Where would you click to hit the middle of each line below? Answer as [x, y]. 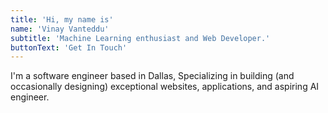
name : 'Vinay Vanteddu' [60, 29]
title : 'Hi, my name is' [62, 19]
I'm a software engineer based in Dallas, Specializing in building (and [152, 76]
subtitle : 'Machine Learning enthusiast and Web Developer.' [140, 38]
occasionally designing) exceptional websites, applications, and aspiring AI [165, 87]
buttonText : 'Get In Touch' [69, 47]
